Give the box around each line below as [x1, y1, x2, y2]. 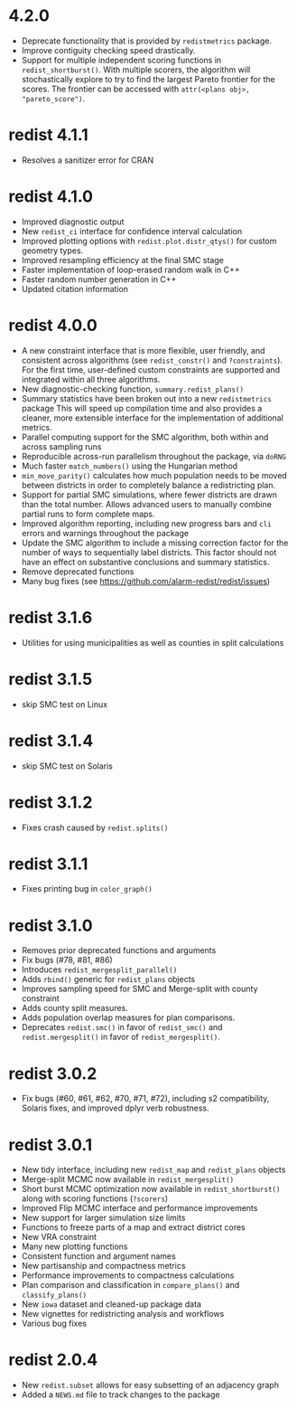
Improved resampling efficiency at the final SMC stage [21, 254, 225, 265]
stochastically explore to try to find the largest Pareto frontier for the [21, 73, 276, 84]
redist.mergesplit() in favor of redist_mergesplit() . [21, 1032, 220, 1043]
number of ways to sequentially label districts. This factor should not [21, 546, 277, 557]
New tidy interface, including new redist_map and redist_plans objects [21, 1164, 286, 1176]
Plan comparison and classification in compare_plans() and [21, 1280, 240, 1291]
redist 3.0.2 [8, 1064, 97, 1083]
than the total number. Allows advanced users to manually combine [21, 498, 273, 509]
